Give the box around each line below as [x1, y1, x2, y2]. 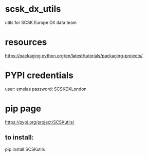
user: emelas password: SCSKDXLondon [5, 86, 87, 92]
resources [5, 37, 47, 48]
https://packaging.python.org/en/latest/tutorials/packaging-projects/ [5, 53, 143, 59]
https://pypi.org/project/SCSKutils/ [5, 119, 74, 125]
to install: [5, 133, 34, 142]
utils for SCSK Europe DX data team [5, 20, 77, 25]
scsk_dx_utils [5, 3, 61, 15]
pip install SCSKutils [5, 146, 45, 152]
